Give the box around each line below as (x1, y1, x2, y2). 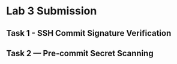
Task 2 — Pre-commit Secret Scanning (6, 48, 154, 58)
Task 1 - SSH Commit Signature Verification (6, 28, 172, 38)
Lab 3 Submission (6, 4, 97, 18)
